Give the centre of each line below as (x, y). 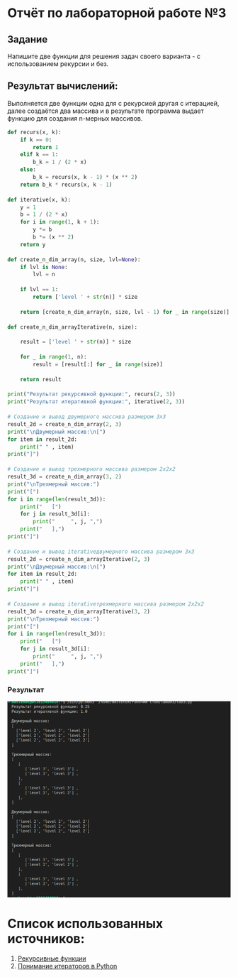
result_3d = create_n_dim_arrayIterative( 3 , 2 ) (79, 611)
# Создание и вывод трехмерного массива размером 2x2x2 (91, 469)
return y (33, 244)
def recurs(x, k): (34, 132)
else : (28, 170)
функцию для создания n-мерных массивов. (75, 118)
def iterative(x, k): (39, 200)
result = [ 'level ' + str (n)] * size (76, 342)
